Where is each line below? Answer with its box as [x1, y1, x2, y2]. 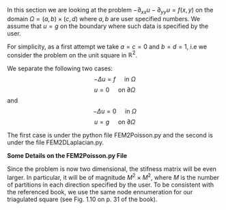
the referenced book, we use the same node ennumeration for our [7, 188, 193, 196]
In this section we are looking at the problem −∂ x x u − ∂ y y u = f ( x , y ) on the [7, 6, 214, 16]
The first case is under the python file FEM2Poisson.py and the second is [7, 131, 213, 140]
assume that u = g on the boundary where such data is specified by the [7, 22, 209, 30]
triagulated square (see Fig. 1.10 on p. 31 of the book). [7, 195, 158, 204]
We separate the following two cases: [7, 64, 113, 73]
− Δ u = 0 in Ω [93, 107, 137, 116]
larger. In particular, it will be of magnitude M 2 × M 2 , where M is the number [7, 172, 220, 182]
